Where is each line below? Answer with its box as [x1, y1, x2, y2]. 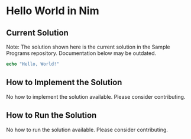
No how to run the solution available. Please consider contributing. [6, 126, 169, 133]
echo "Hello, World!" [6, 61, 60, 67]
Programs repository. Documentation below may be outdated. [6, 50, 157, 57]
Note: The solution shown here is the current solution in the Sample [6, 43, 170, 50]
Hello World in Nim [6, 4, 99, 18]
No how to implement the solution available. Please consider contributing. [6, 93, 186, 100]
